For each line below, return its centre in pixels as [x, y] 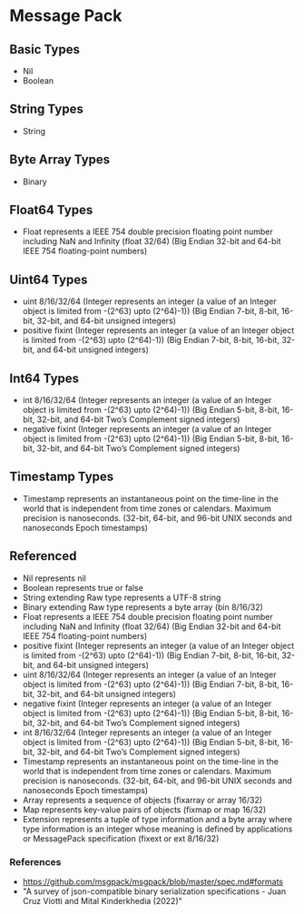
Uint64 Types [49, 279]
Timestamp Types [62, 477]
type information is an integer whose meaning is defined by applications [157, 829]
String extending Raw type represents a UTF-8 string [122, 597]
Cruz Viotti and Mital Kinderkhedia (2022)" [103, 900]
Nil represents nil [54, 578]
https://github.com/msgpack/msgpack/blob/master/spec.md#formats [153, 881]
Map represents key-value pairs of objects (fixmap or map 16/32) [144, 810]
